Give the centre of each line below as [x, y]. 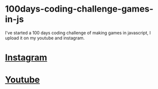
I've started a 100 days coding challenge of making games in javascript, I [78, 33]
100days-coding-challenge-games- [79, 9]
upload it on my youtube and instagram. [45, 38]
